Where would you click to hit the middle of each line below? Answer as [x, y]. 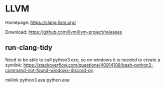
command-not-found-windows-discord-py [49, 70]
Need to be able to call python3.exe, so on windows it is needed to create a [83, 60]
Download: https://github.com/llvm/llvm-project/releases [64, 32]
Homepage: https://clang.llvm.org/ [41, 22]
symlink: [14, 65]
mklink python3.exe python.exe [37, 80]
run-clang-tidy [29, 48]
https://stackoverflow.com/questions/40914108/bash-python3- [88, 65]
